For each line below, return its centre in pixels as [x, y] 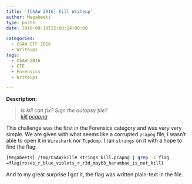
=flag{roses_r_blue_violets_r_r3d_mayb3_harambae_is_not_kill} [85, 163]
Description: [21, 99]
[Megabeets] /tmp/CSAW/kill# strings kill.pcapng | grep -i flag [87, 158]
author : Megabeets [28, 17]
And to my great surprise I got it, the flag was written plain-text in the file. [95, 174]
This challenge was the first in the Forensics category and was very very [94, 128]
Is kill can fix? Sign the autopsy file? [64, 110]
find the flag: [21, 147]
